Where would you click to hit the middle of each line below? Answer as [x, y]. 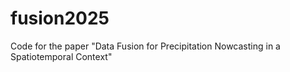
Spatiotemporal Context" [61, 56]
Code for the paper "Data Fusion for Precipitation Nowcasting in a [145, 46]
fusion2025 [60, 18]
